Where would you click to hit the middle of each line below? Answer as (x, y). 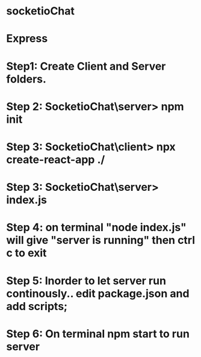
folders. (26, 79)
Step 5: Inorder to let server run (86, 281)
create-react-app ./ (56, 159)
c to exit (26, 253)
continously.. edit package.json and (98, 293)
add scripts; (37, 306)
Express (27, 39)
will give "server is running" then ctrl (101, 241)
